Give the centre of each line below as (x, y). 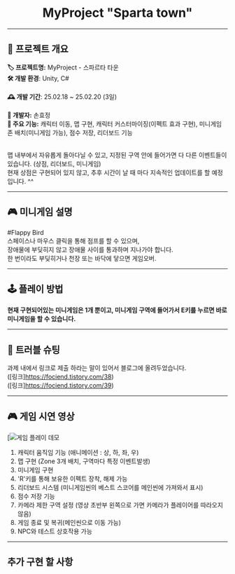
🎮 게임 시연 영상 (41, 416)
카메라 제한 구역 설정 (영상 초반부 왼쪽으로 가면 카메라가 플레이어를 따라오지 (120, 505)
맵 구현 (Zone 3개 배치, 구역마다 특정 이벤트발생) (84, 461)
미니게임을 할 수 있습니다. (42, 319)
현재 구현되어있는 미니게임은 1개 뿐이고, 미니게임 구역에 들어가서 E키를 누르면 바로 (117, 310)
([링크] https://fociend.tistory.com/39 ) (60, 385)
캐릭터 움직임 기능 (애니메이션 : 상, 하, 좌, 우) (78, 452)
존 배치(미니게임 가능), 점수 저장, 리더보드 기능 (70, 132)
